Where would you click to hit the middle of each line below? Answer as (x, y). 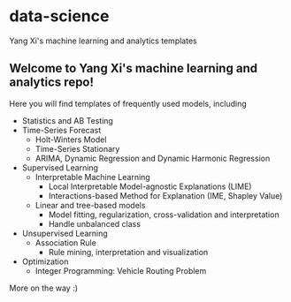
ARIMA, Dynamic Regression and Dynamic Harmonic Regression (153, 158)
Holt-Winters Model (71, 140)
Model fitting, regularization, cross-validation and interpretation (164, 215)
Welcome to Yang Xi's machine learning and (134, 68)
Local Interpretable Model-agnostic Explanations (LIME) (150, 186)
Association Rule (66, 242)
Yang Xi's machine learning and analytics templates (103, 41)
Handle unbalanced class (95, 223)
